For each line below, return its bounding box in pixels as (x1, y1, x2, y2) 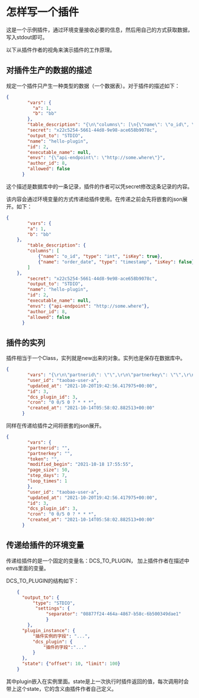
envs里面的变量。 (6, 564, 49, 571)
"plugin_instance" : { (21, 627, 76, 633)
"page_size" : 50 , (27, 467, 70, 473)
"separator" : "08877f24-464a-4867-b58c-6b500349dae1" (46, 611, 182, 617)
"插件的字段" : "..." (43, 644, 87, 650)
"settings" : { (35, 605, 70, 612)
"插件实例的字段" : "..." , (32, 633, 91, 639)
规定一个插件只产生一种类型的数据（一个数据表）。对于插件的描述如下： (6, 82, 180, 89)
